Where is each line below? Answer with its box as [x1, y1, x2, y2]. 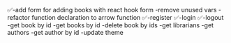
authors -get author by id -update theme [7, 29, 124, 36]
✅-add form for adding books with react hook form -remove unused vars [7, 6, 217, 14]
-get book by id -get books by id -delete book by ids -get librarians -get [7, 21, 214, 29]
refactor [7, 14, 31, 21]
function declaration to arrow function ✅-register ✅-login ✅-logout [31, 14, 224, 21]
